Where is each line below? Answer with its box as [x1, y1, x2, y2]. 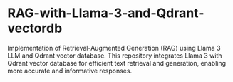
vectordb [7, 20, 63, 36]
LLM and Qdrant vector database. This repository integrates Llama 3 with [7, 51, 222, 60]
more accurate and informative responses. [7, 66, 133, 75]
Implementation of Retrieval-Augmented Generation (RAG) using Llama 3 [7, 43, 221, 52]
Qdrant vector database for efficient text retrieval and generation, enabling [7, 58, 227, 67]
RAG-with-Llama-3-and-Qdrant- [7, 5, 204, 21]
